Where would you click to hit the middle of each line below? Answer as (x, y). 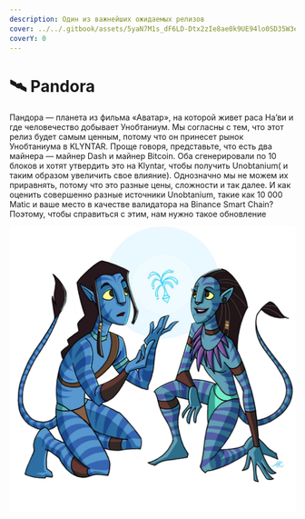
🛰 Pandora (52, 86)
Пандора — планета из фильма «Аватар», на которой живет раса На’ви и (152, 117)
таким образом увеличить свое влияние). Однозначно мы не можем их (149, 175)
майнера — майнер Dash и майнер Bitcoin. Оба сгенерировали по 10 (143, 156)
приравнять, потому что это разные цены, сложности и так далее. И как (150, 185)
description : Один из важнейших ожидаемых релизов (107, 19)
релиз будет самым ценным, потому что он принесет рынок (127, 137)
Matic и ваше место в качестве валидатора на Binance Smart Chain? (142, 205)
